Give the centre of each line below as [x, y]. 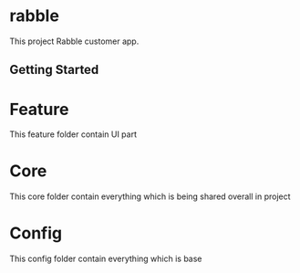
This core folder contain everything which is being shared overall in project [150, 196]
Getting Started [54, 70]
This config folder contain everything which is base [106, 259]
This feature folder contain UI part [73, 134]
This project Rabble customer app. [74, 41]
